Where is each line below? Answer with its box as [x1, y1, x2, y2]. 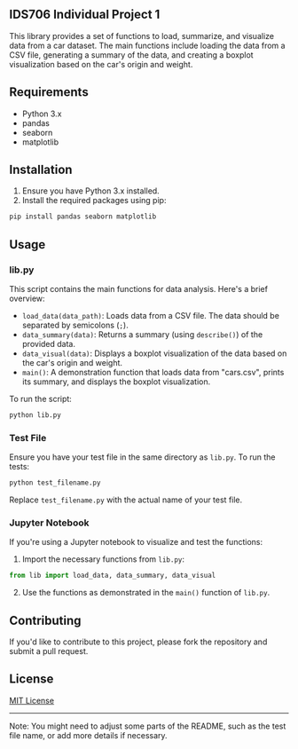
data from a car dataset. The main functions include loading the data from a [9, 40, 286, 51]
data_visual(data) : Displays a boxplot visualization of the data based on [21, 348, 287, 359]
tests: [9, 461, 29, 472]
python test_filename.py [9, 478, 101, 487]
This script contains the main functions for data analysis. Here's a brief [9, 284, 269, 294]
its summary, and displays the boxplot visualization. [21, 376, 211, 387]
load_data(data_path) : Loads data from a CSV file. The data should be [21, 311, 279, 320]
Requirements [9, 84, 89, 100]
